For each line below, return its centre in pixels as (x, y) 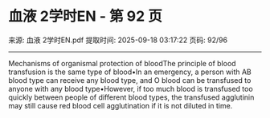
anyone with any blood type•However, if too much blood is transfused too (131, 88)
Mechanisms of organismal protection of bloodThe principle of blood (122, 63)
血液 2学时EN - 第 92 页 (86, 16)
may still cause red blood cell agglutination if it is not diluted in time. (121, 105)
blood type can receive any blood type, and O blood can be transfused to (130, 80)
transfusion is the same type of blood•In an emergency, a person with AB (130, 72)
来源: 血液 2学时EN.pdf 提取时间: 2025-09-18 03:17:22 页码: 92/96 (118, 40)
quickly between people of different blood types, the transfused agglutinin (131, 97)
